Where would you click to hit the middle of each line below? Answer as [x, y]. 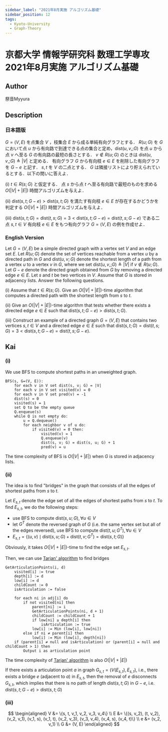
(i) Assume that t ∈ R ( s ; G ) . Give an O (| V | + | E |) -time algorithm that [74, 290]
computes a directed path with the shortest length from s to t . [68, 296]
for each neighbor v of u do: [54, 425]
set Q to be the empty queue [44, 407]
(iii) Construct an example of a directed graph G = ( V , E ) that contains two [81, 320]
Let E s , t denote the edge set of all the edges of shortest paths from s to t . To [84, 501]
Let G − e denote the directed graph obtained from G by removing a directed [84, 270]
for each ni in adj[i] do [41, 598]
